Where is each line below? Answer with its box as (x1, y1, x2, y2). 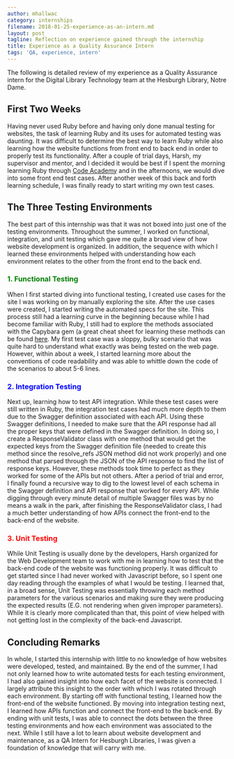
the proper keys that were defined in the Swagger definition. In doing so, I (7, 427, 219, 436)
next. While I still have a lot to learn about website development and (7, 729, 201, 737)
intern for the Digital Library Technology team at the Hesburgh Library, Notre (7, 75, 227, 84)
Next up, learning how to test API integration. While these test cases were (7, 398, 219, 406)
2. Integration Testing (7, 382, 81, 391)
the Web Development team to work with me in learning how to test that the (7, 557, 224, 565)
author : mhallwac (7, 10, 58, 17)
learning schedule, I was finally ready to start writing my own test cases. (7, 181, 214, 189)
